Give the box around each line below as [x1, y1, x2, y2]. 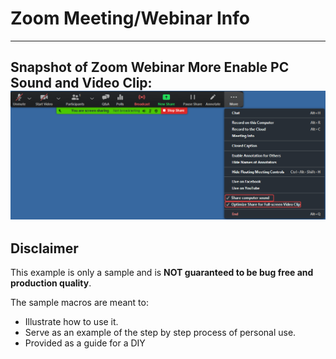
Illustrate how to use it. [24, 316, 119, 328]
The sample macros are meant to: [10, 297, 149, 309]
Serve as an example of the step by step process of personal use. [24, 327, 297, 339]
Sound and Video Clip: [10, 75, 153, 92]
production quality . [10, 277, 92, 289]
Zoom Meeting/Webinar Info [10, 7, 250, 30]
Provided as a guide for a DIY [24, 337, 146, 349]
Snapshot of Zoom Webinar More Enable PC [10, 59, 290, 76]
